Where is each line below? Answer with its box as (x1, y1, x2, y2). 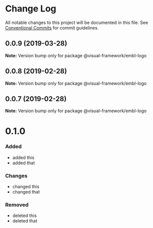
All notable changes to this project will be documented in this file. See (5, 19, 149, 25)
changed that (12, 189, 40, 195)
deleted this (12, 213, 37, 219)
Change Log (5, 3, 56, 14)
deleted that (12, 218, 37, 224)
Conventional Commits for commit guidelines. (5, 24, 99, 30)
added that (12, 160, 35, 166)
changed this (12, 184, 40, 190)
